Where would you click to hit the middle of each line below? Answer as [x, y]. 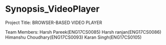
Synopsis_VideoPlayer [52, 9]
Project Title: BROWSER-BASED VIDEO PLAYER [54, 22]
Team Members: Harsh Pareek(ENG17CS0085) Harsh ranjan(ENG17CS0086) [83, 32]
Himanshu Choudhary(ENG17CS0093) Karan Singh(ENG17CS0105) [73, 37]
